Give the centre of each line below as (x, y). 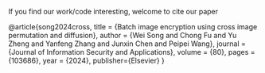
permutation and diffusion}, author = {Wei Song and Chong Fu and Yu (123, 35)
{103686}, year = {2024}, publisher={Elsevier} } (87, 60)
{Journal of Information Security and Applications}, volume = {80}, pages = (132, 52)
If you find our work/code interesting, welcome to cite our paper (113, 12)
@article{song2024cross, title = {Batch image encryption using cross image (133, 27)
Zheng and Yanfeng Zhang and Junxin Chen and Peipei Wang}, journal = (127, 44)
